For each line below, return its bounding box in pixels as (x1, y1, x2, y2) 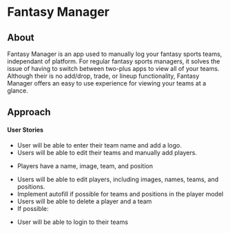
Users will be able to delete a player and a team (17, 197, 152, 205)
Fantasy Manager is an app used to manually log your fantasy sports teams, (7, 50, 222, 58)
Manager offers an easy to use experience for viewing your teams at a (7, 79, 207, 87)
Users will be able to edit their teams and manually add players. (17, 148, 198, 156)
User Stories (7, 125, 43, 134)
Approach (7, 106, 51, 118)
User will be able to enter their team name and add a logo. (17, 141, 182, 149)
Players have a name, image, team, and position (17, 161, 154, 170)
